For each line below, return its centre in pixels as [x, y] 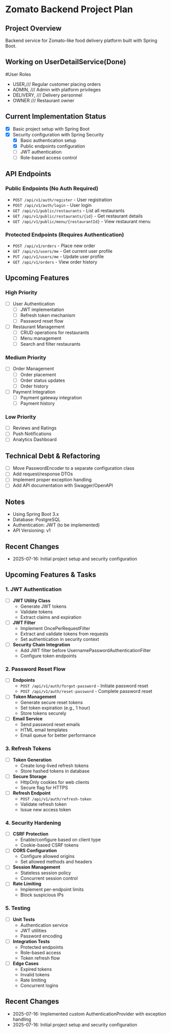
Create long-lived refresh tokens [54, 765]
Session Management [36, 867]
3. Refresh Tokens [28, 749]
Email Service [28, 719]
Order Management [33, 369]
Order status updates [43, 380]
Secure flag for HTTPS [44, 787]
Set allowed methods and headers [56, 862]
